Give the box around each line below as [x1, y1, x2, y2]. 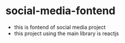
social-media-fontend [5, 4, 116, 18]
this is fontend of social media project [14, 24, 106, 31]
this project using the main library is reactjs [14, 29, 119, 37]
